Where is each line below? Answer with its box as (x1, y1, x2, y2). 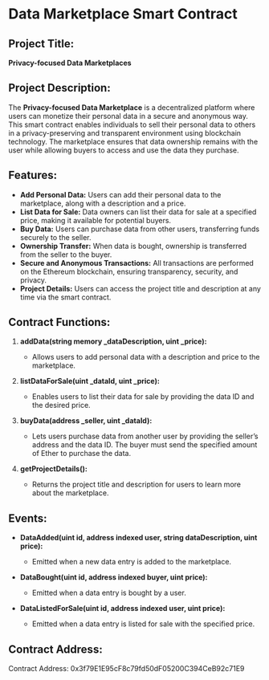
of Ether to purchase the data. (31, 449, 131, 458)
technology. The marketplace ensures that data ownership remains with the (8, 136, 259, 146)
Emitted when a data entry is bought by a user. (31, 588, 186, 598)
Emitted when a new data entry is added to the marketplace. (31, 557, 231, 567)
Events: (8, 511, 47, 525)
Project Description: (8, 81, 111, 95)
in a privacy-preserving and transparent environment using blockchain (8, 128, 242, 137)
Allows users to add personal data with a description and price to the (31, 352, 260, 362)
